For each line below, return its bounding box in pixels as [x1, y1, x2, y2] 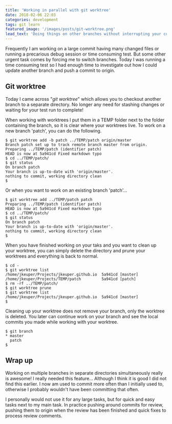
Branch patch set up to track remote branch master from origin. [5, 142, 147, 147]
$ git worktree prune [5, 285, 52, 290]
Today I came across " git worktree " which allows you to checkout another [5, 96, 161, 102]
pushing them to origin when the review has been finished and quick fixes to [5, 407, 166, 413]
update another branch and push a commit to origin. [5, 67, 115, 73]
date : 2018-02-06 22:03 [5, 12, 56, 17]
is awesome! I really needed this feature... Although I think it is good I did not [5, 375, 167, 381]
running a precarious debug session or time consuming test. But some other [5, 51, 166, 57]
